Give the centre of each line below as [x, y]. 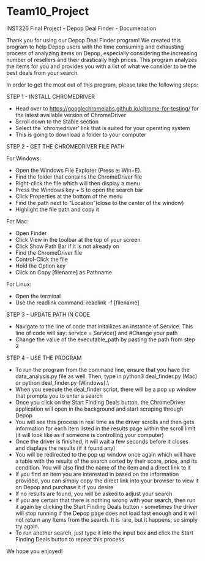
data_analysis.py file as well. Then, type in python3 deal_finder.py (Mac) [106, 376]
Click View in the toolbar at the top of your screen [78, 239]
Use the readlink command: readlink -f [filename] [77, 303]
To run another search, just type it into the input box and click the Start [104, 533]
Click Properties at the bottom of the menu [69, 196]
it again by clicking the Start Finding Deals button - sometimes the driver [106, 506]
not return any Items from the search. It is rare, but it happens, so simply [106, 519]
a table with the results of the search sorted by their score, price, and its [106, 461]
